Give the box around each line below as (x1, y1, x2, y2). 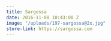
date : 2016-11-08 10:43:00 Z (6, 14, 79, 20)
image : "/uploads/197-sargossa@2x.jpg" (6, 20, 106, 26)
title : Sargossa (6, 8, 47, 15)
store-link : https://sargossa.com (6, 25, 93, 32)
